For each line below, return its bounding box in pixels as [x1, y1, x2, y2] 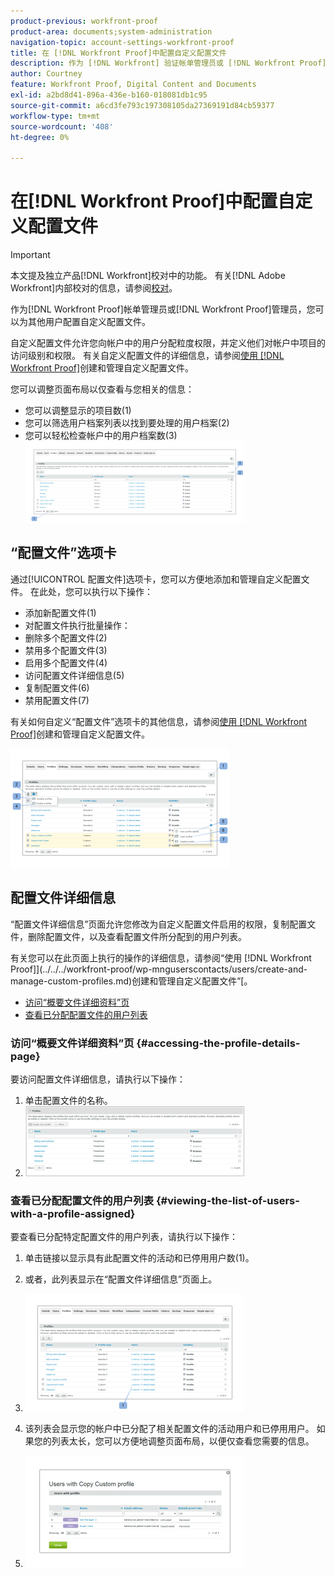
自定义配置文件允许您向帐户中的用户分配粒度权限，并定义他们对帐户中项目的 [10, 337, 326, 349]
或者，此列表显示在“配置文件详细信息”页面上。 [24, 1273, 218, 1285]
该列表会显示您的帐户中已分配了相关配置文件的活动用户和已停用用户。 [24, 1423, 315, 1435]
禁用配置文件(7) [24, 694, 90, 706]
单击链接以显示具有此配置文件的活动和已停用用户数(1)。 [24, 1252, 255, 1264]
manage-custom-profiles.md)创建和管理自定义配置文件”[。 [10, 975, 253, 987]
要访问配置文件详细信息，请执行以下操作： [10, 1073, 186, 1085]
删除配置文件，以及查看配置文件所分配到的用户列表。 [27, 930, 247, 942]
